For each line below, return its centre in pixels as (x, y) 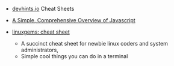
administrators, (39, 50)
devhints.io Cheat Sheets (43, 9)
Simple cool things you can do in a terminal (74, 56)
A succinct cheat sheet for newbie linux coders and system (95, 43)
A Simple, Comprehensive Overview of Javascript (73, 20)
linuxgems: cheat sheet (41, 32)
